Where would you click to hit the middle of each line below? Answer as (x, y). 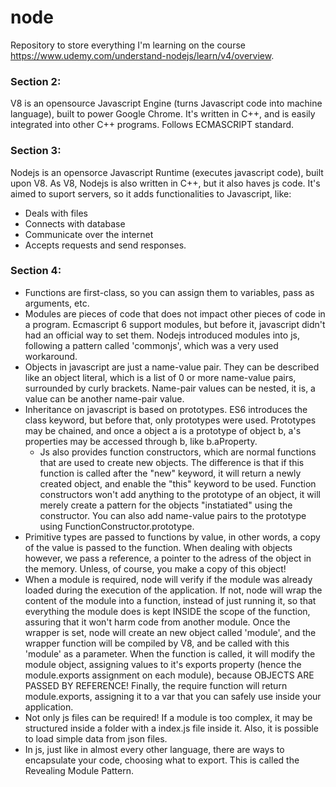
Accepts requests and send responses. (105, 245)
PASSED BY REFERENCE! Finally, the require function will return (156, 685)
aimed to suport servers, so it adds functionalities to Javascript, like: (151, 193)
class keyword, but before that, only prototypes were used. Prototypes (170, 420)
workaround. (51, 356)
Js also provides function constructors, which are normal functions (178, 452)
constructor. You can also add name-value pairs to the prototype (173, 515)
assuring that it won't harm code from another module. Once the (157, 622)
